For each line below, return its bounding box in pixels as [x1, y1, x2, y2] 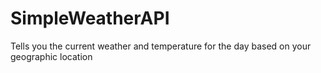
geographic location [10, 50, 93, 62]
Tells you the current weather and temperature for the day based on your [10, 40, 312, 52]
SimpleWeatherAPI [10, 7, 170, 30]
